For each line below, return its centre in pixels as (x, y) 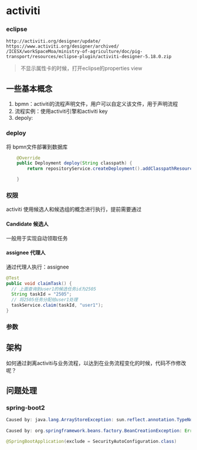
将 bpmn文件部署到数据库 (37, 147)
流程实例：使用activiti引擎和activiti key (61, 111)
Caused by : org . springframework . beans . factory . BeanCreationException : (94, 431)
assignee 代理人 (26, 253)
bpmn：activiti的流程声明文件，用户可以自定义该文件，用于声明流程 (96, 104)
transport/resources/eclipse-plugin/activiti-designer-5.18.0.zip (89, 57)
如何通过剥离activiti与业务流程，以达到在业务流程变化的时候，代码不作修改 (96, 363)
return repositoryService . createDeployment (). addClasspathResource (111, 169)
